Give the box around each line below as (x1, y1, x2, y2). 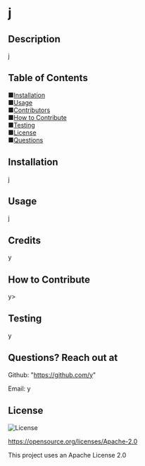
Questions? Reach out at (8, 352, 118, 364)
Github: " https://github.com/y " (8, 370, 96, 379)
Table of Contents (8, 72, 89, 84)
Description (8, 33, 61, 45)
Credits (8, 234, 42, 246)
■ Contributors (8, 106, 51, 114)
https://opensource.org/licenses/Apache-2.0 (8, 437, 138, 446)
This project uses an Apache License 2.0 (8, 450, 127, 459)
